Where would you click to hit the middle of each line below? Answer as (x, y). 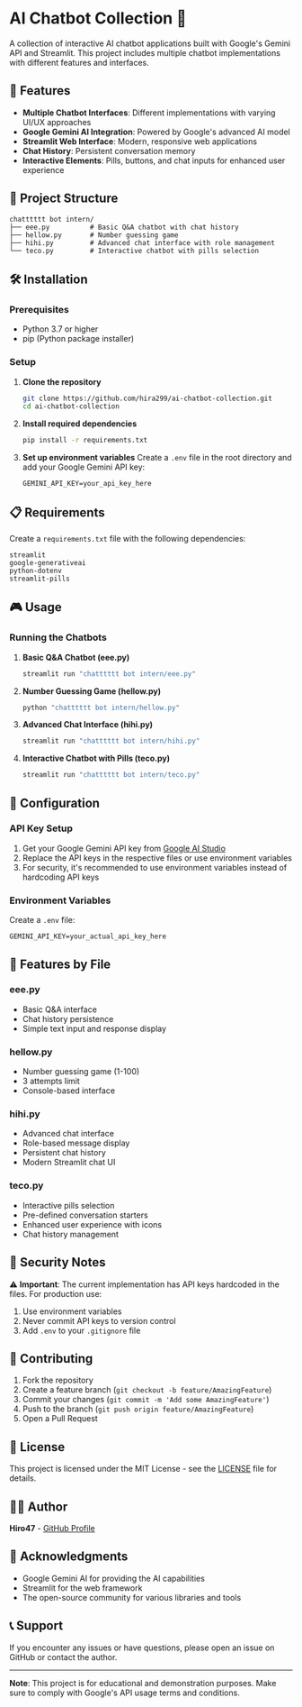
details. (23, 1478)
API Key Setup (41, 828)
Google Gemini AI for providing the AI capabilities (113, 1578)
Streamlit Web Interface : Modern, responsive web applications (140, 141)
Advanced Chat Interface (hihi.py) (88, 725)
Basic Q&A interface (59, 1009)
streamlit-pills (40, 579)
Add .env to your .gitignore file (81, 1330)
